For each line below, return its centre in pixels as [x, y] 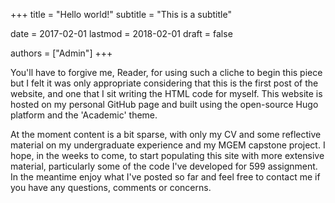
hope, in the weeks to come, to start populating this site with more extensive [167, 155]
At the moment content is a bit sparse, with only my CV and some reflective [166, 134]
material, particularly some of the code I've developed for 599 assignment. [164, 166]
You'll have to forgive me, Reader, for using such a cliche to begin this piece [166, 72]
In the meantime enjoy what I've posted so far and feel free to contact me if [165, 177]
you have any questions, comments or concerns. [111, 187]
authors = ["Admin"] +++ [61, 53]
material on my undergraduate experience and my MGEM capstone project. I [168, 145]
